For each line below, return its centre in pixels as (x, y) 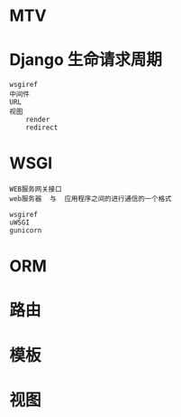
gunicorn (26, 231)
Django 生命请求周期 (86, 60)
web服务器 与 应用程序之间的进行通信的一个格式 (90, 199)
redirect (42, 128)
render (38, 120)
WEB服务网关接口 (36, 190)
